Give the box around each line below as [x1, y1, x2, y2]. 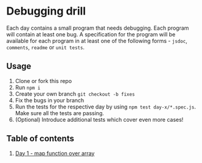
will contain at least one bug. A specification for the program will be [6, 30, 176, 38]
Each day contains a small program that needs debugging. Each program [6, 24, 189, 32]
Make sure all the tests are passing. [15, 109, 105, 116]
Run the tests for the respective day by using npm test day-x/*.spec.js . [15, 103, 197, 110]
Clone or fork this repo [15, 77, 72, 84]
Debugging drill [6, 4, 86, 18]
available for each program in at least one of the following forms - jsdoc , [6, 37, 187, 44]
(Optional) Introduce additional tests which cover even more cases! [15, 116, 184, 123]
